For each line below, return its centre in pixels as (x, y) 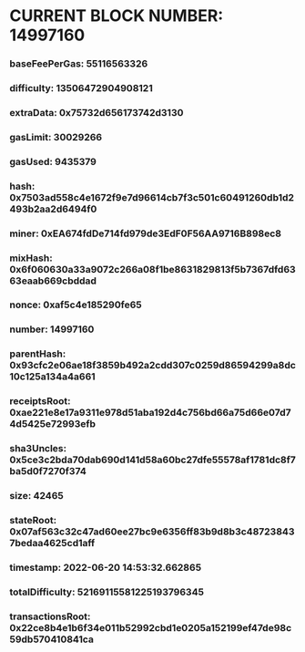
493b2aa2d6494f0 (53, 209)
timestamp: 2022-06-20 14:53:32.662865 (106, 567)
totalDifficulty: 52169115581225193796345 (107, 592)
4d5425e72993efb (53, 424)
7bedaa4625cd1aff (52, 543)
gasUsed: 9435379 (53, 161)
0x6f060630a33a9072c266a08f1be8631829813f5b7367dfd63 (152, 269)
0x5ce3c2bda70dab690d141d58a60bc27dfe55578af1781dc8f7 (152, 460)
